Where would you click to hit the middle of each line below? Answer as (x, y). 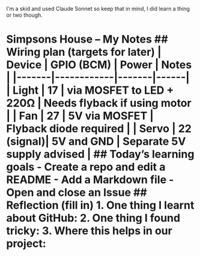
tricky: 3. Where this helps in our (89, 231)
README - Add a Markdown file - (90, 180)
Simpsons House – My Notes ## (87, 39)
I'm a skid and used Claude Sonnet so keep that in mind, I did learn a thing (98, 9)
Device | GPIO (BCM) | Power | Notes (99, 65)
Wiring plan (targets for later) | (84, 52)
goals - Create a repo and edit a (86, 167)
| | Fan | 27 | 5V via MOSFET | (80, 116)
